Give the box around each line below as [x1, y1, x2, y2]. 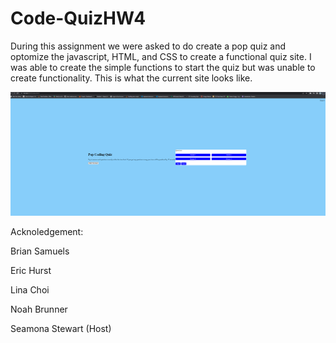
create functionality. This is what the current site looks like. [10, 72, 253, 84]
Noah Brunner [10, 303, 68, 316]
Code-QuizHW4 [10, 7, 147, 30]
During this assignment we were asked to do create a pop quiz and [10, 40, 287, 52]
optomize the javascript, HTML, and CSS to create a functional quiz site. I [10, 50, 312, 62]
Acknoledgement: [10, 226, 84, 238]
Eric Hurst [10, 265, 52, 277]
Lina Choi [10, 284, 50, 296]
